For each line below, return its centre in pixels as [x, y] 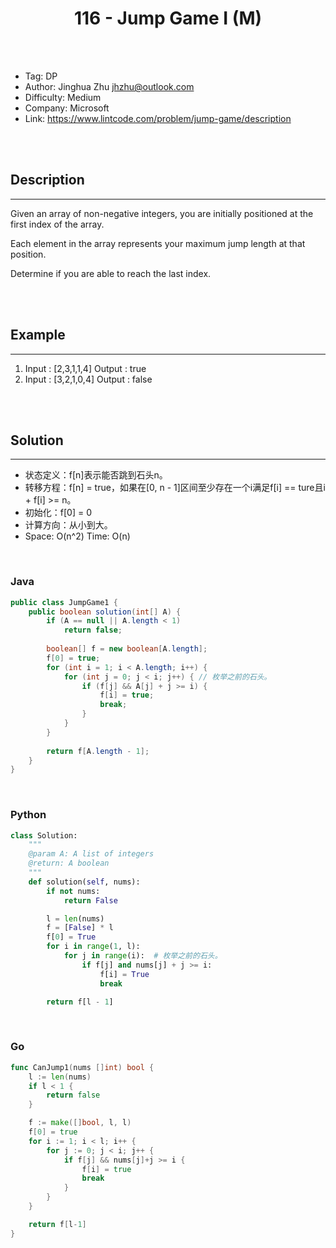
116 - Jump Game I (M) [168, 18]
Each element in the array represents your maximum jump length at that [158, 243]
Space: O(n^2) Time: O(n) [77, 536]
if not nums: [73, 891]
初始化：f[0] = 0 [58, 513]
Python [28, 815]
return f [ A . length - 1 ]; [98, 751]
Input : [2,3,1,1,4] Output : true [85, 368]
